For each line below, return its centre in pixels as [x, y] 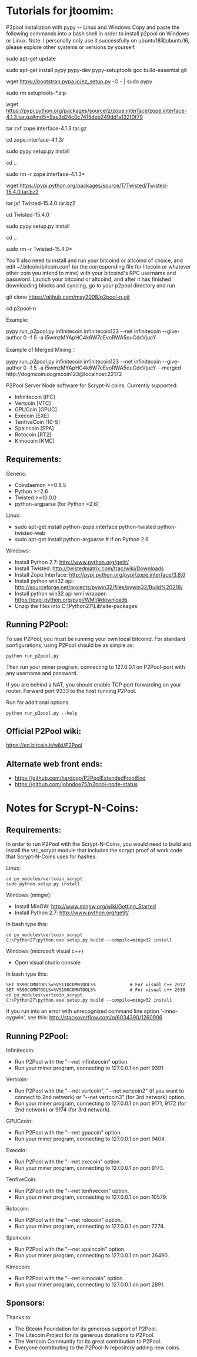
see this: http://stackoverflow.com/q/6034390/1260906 [95, 1018]
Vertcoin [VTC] [33, 403]
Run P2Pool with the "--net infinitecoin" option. [72, 1062]
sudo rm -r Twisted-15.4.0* [39, 248]
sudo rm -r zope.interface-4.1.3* [46, 174]
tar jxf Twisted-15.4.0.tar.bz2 [41, 203]
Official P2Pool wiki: [44, 731]
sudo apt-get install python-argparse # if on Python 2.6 [81, 539]
